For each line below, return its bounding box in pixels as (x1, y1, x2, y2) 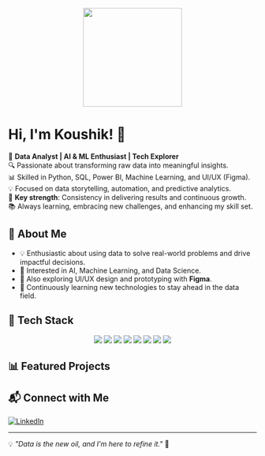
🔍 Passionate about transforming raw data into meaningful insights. (8, 160, 229, 170)
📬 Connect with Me (8, 391, 109, 405)
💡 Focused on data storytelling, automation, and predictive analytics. (8, 183, 231, 193)
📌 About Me (8, 228, 67, 241)
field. (19, 291, 37, 300)
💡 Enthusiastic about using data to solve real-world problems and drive (19, 248, 251, 258)
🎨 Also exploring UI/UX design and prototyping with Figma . (19, 273, 212, 284)
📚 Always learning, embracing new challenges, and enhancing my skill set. (8, 202, 253, 211)
